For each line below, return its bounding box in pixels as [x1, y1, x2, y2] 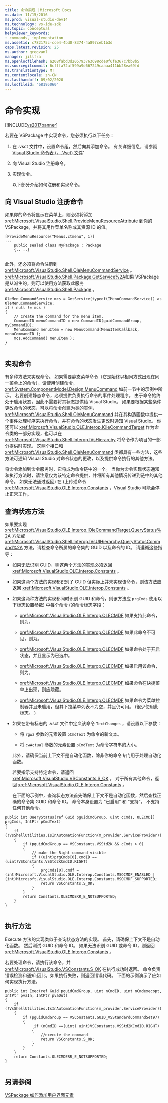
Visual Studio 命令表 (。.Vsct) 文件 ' [12, 149, 85, 156]
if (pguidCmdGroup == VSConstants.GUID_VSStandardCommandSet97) [23, 1015, 160, 1020]
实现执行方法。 [9, 978, 40, 984]
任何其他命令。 [12, 805, 43, 811]
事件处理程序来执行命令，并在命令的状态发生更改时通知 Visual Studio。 [9, 418, 156, 424]
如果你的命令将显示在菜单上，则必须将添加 [5, 212, 93, 218]
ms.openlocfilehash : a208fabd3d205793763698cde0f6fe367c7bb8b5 [5, 59, 140, 64]
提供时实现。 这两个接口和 [9, 443, 63, 449]
